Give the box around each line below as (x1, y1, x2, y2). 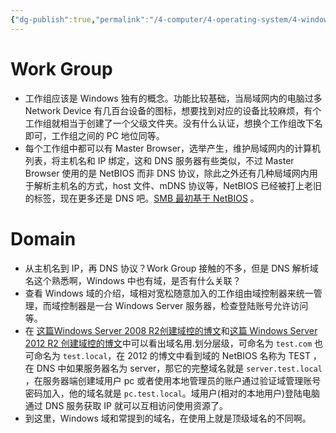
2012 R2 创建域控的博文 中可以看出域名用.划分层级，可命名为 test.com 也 (24, 337, 324, 349)
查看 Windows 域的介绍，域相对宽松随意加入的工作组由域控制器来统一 (24, 287, 314, 299)
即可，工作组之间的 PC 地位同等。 (24, 129, 165, 141)
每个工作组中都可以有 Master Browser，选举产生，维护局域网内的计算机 (24, 142, 322, 154)
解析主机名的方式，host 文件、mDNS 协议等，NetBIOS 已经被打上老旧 (33, 179, 323, 191)
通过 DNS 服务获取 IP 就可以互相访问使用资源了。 (24, 399, 228, 411)
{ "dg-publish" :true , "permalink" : (10, 14, 150, 25)
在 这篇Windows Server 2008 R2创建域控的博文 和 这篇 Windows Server (24, 324, 318, 336)
